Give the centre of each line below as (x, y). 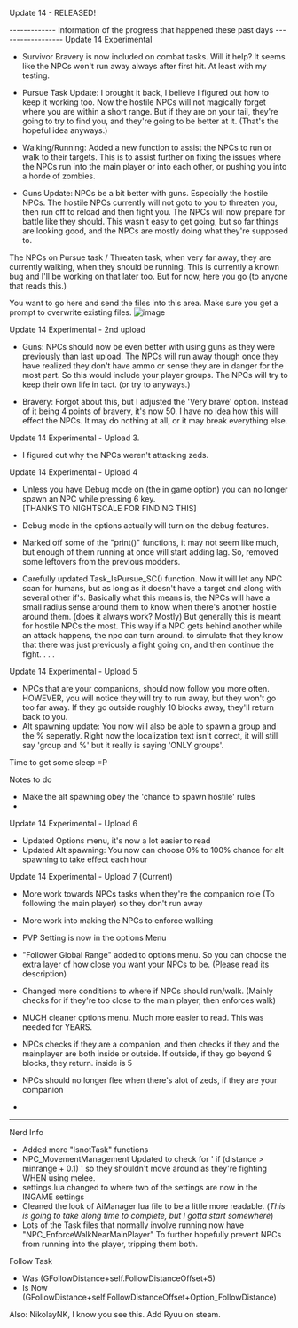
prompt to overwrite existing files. (71, 312)
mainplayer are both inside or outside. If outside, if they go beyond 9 (147, 1054)
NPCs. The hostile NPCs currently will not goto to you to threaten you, (149, 202)
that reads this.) (38, 286)
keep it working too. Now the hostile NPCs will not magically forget (144, 102)
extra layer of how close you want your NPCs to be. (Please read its (145, 964)
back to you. (45, 717)
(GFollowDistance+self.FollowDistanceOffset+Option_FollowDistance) (149, 1297)
